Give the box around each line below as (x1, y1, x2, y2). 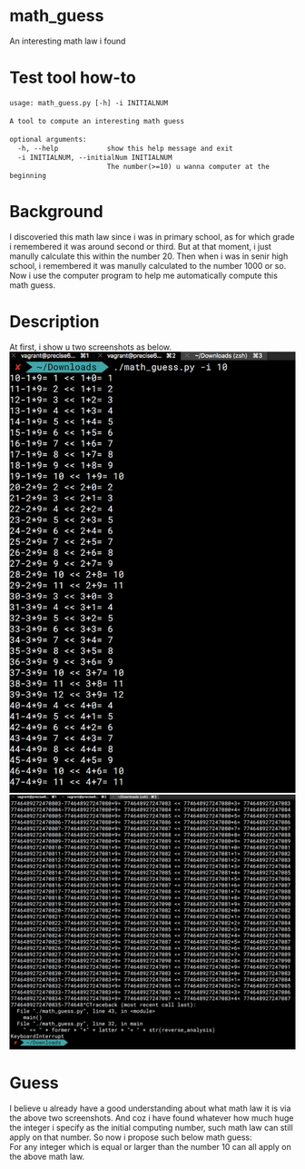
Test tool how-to (9, 67, 136, 88)
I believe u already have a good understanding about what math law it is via (9, 1103, 291, 1114)
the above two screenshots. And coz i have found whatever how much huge (9, 1112, 294, 1123)
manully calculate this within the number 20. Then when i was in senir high (9, 251, 289, 262)
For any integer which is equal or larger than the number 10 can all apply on (9, 1141, 292, 1152)
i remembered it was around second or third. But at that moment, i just (9, 241, 272, 252)
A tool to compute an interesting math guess (9, 116, 184, 125)
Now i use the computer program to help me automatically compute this (9, 270, 279, 281)
